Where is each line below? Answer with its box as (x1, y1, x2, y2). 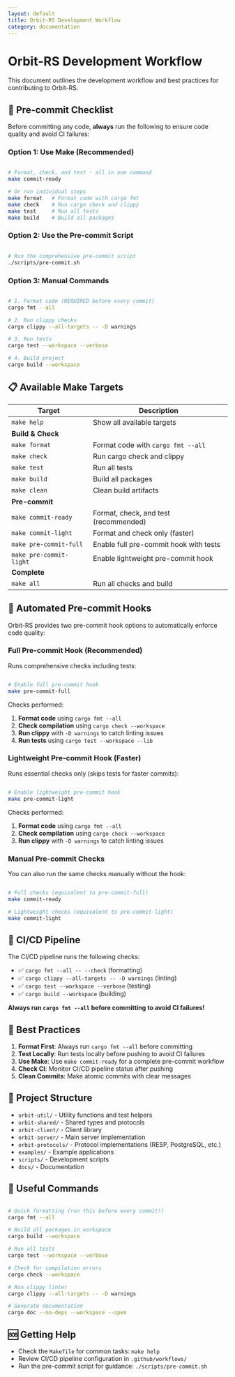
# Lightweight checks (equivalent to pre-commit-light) (8, 908, 174, 915)
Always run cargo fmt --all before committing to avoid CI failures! (8, 1004, 205, 1012)
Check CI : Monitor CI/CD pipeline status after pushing (17, 1064, 174, 1073)
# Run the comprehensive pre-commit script (8, 253, 137, 259)
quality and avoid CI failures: (8, 130, 90, 138)
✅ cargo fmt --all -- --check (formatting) (17, 966, 143, 975)
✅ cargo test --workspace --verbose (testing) (17, 981, 151, 991)
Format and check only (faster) (92, 528, 195, 538)
